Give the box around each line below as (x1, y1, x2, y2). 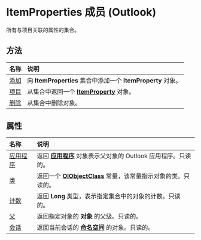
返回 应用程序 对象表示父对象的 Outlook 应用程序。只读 (36, 152, 191, 160)
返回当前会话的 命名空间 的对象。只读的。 (36, 223, 154, 232)
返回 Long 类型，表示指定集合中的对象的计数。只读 (36, 192, 181, 200)
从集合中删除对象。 (27, 99, 82, 107)
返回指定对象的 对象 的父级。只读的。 (36, 212, 142, 220)
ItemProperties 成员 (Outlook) (6, 5, 157, 19)
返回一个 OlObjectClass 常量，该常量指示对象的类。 (36, 171, 184, 180)
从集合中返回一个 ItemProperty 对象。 (27, 87, 135, 96)
